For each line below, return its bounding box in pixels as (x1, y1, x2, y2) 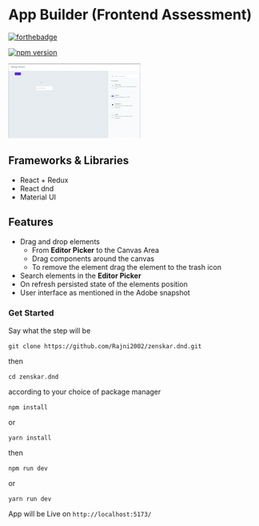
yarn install (8, 434, 52, 442)
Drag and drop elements (19, 236, 100, 246)
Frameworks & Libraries (8, 154, 129, 167)
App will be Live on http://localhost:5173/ (8, 508, 152, 518)
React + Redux (19, 175, 69, 185)
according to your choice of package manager (8, 387, 161, 396)
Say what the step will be (8, 326, 91, 335)
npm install (8, 403, 48, 412)
